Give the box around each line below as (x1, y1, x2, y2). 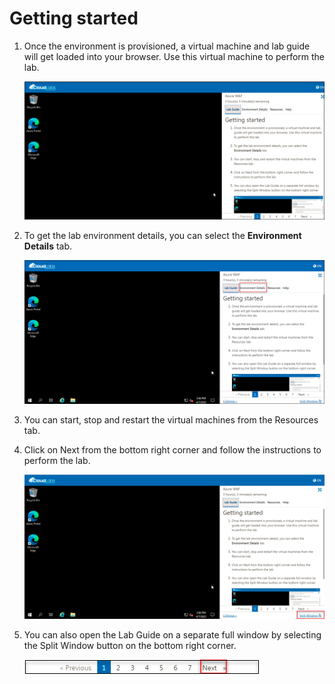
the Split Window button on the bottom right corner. (23, 639, 237, 651)
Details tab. (23, 240, 73, 252)
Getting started (9, 7, 139, 30)
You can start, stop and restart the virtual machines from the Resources (23, 414, 319, 426)
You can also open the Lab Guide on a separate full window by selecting (23, 628, 322, 641)
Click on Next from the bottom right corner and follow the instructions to (23, 444, 322, 456)
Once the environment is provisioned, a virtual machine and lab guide (23, 40, 311, 52)
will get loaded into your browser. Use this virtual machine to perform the (23, 50, 326, 62)
